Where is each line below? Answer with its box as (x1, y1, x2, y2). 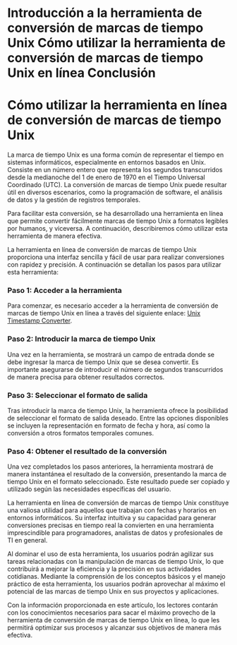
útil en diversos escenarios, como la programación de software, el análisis (7, 188, 223, 197)
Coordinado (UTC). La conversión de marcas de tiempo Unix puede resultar (7, 181, 227, 189)
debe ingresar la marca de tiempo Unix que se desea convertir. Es (7, 358, 199, 366)
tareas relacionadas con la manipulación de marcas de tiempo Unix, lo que (7, 557, 224, 566)
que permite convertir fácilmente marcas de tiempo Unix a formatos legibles (7, 217, 229, 225)
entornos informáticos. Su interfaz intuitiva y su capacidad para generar (7, 514, 217, 522)
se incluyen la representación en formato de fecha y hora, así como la (7, 421, 210, 430)
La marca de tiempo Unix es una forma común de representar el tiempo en (7, 150, 224, 159)
